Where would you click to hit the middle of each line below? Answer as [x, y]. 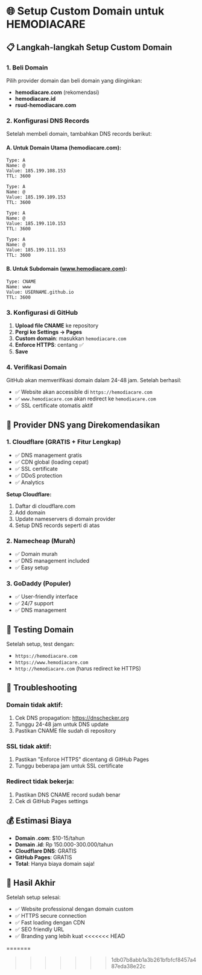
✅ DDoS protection [39, 475]
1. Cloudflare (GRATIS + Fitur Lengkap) [64, 442]
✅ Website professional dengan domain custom [74, 909]
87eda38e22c [128, 967]
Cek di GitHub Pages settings [52, 801]
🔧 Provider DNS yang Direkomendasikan [83, 425]
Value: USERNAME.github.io [40, 292]
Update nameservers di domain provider [65, 519]
